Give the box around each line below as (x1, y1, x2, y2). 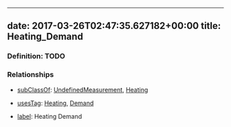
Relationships (7, 70, 54, 80)
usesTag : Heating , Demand (16, 99, 94, 107)
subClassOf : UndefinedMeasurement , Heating (16, 85, 148, 93)
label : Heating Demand (16, 112, 82, 120)
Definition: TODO (7, 51, 65, 61)
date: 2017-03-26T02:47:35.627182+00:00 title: (7, 20, 221, 32)
